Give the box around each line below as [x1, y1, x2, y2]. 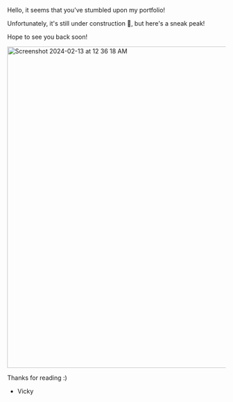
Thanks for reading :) [7, 374, 67, 382]
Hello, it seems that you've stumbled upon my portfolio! [7, 6, 165, 14]
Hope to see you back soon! [7, 33, 88, 41]
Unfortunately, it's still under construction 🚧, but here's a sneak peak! [7, 19, 205, 27]
